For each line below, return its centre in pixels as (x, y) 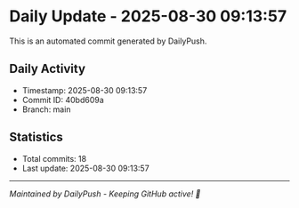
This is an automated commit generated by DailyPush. (108, 41)
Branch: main (46, 109)
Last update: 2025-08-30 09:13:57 (85, 168)
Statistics (36, 137)
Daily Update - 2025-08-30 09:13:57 (148, 16)
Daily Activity (48, 69)
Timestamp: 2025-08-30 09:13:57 (85, 90)
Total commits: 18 (54, 158)
